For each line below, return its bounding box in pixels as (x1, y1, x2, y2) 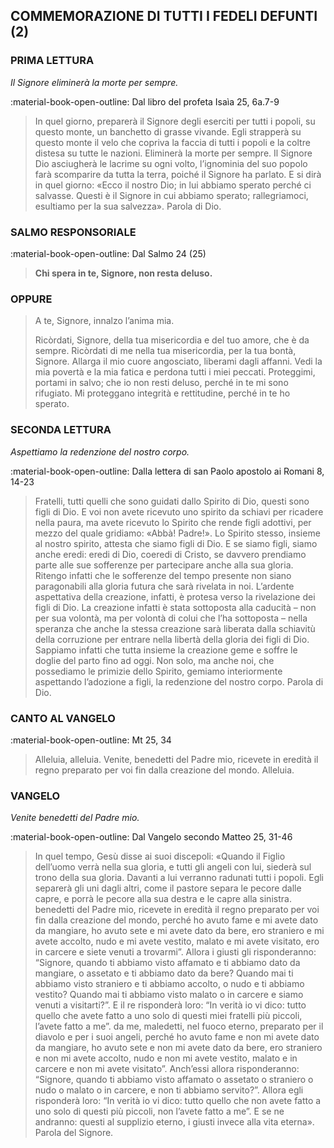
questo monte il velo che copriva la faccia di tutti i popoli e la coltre (34, 136, 311, 148)
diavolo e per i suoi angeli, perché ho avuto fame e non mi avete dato (34, 1031, 320, 1043)
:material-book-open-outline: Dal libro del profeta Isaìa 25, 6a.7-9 (10, 95, 280, 108)
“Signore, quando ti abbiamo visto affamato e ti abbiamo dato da (34, 957, 301, 969)
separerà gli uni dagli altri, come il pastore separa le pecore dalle (34, 882, 302, 894)
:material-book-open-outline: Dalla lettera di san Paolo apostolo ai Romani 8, (10, 465, 325, 477)
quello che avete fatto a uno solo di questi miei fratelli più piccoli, (34, 1010, 303, 1022)
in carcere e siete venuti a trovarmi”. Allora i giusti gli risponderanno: (34, 946, 317, 958)
